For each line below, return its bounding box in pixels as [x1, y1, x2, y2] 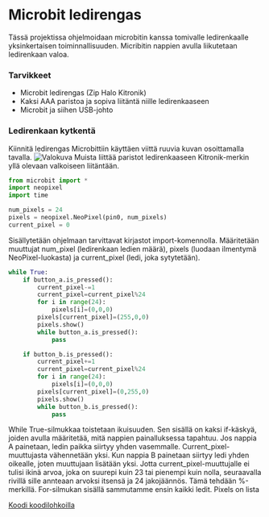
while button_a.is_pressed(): [37, 328, 139, 336]
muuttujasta [8, 450, 48, 461]
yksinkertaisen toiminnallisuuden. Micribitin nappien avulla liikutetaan [8, 40, 238, 50]
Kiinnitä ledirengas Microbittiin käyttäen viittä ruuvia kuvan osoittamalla [8, 144, 244, 153]
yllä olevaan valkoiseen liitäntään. [8, 161, 119, 170]
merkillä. [8, 485, 37, 494]
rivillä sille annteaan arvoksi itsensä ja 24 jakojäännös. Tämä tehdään [8, 476, 237, 486]
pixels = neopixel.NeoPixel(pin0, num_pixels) [8, 214, 168, 222]
